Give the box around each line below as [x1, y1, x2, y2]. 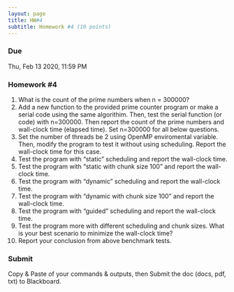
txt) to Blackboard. [8, 277, 61, 286]
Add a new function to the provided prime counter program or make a [17, 103, 219, 111]
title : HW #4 [8, 17, 43, 24]
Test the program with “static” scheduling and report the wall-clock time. [17, 154, 228, 163]
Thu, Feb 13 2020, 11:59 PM [8, 62, 87, 71]
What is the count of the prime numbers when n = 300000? [17, 95, 190, 103]
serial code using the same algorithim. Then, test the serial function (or [17, 110, 222, 119]
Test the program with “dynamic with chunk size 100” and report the [17, 191, 214, 200]
